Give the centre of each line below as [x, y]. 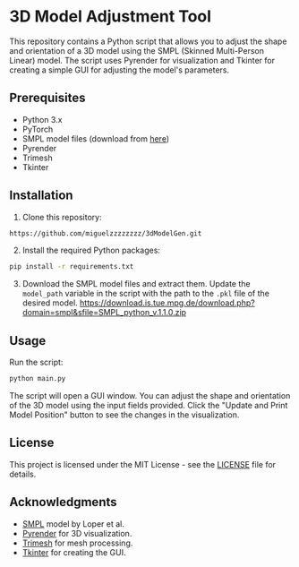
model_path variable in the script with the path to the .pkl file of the [146, 294]
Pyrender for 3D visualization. [77, 533]
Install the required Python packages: [91, 250]
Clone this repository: [62, 217]
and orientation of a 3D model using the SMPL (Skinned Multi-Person [137, 50]
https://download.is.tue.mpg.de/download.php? [167, 303]
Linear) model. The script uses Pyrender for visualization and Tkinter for [142, 60]
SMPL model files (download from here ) [96, 138]
